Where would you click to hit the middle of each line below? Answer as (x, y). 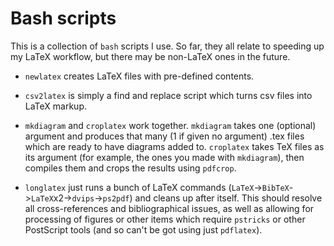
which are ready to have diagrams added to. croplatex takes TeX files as (174, 146)
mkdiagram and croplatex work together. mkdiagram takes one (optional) (170, 125)
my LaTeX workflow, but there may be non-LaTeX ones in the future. (150, 56)
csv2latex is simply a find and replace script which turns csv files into (168, 95)
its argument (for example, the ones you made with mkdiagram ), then (164, 157)
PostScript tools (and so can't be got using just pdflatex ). (143, 229)
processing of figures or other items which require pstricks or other (165, 219)
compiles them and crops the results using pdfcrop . (130, 168)
